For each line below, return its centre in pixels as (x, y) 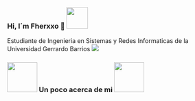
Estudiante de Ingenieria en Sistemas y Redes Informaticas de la (98, 41)
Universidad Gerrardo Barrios (49, 49)
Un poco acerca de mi (76, 90)
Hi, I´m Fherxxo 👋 (36, 26)
